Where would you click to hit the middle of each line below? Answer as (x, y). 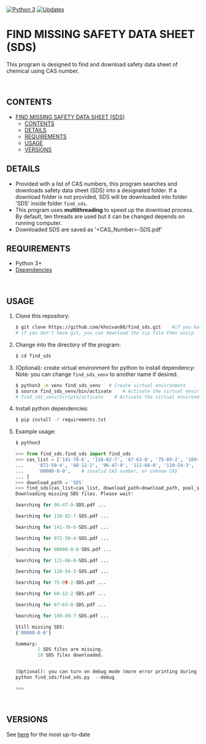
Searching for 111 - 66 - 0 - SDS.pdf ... (62, 560)
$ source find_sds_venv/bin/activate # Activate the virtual (99, 391)
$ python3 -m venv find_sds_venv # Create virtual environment (100, 385)
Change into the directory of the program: (68, 345)
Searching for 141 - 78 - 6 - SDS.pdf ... (62, 527)
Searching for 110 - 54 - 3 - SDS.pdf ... (62, 571)
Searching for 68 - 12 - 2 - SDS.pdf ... (61, 594)
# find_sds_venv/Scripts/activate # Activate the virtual (95, 397)
